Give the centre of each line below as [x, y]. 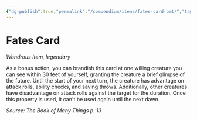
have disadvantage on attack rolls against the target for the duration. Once [96, 93]
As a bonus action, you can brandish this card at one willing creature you [94, 68]
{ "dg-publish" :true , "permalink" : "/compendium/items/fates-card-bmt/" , [94, 11]
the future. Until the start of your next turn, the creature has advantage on [95, 80]
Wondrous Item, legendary [38, 57]
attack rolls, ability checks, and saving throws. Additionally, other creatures [97, 87]
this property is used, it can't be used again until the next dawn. [83, 99]
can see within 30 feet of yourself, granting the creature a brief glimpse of [96, 74]
